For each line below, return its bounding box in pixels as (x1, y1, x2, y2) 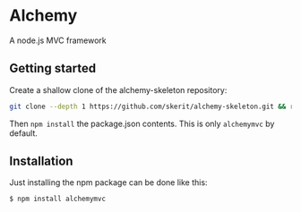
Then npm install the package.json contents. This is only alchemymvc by (9, 118, 275, 129)
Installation (9, 154, 73, 169)
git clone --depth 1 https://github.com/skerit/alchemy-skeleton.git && (9, 102, 287, 111)
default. (9, 127, 39, 139)
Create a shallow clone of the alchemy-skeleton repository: (9, 84, 228, 95)
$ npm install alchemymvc (9, 194, 106, 204)
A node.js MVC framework (9, 35, 107, 46)
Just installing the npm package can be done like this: (9, 177, 208, 188)
